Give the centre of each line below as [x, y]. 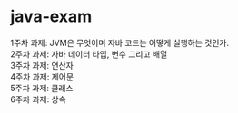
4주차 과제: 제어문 [42, 76]
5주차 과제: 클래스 [42, 88]
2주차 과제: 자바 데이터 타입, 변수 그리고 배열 [89, 54]
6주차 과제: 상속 [38, 99]
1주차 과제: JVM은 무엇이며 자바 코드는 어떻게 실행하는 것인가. [120, 42]
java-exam [51, 17]
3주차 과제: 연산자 [42, 65]
